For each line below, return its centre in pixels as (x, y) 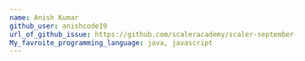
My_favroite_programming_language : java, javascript (111, 43)
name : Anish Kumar (44, 17)
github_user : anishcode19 (58, 26)
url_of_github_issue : (50, 34)
